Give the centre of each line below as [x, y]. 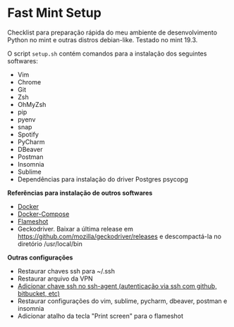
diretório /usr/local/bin [50, 243]
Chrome [29, 82]
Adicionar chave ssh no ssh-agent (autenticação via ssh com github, [117, 286]
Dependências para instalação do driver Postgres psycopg [103, 179]
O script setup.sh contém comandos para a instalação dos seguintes [107, 53]
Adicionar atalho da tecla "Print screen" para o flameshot [100, 316]
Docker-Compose [43, 214]
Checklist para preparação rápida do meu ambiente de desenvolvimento [112, 32]
